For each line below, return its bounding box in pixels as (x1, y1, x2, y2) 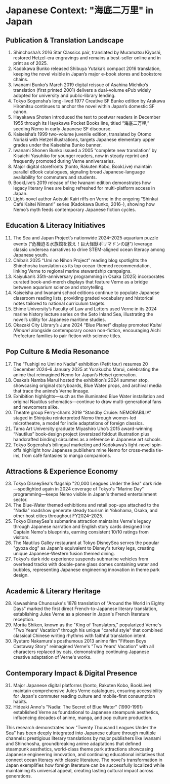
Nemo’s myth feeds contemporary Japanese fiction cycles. (13, 206, 136, 212)
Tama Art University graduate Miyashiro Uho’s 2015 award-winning (13, 425, 153, 432)
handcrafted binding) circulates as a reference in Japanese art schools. (13, 436, 162, 442)
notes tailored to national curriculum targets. (13, 300, 106, 306)
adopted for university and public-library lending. (13, 92, 116, 98)
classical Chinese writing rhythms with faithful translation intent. (13, 632, 147, 639)
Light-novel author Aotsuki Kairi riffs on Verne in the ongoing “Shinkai (13, 196, 158, 202)
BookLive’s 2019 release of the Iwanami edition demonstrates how (13, 180, 151, 186)
